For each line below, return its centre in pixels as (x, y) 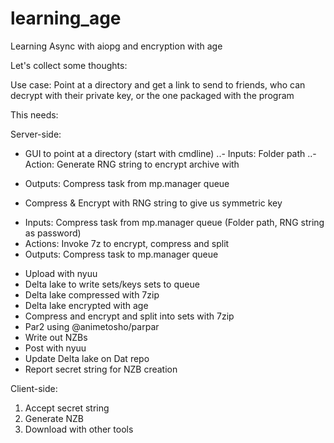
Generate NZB (54, 418)
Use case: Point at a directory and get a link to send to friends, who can (158, 84)
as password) (53, 233)
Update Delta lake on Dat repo (87, 358)
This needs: (34, 114)
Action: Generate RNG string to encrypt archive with (132, 164)
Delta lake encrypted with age (86, 305)
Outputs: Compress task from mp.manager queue (127, 183)
